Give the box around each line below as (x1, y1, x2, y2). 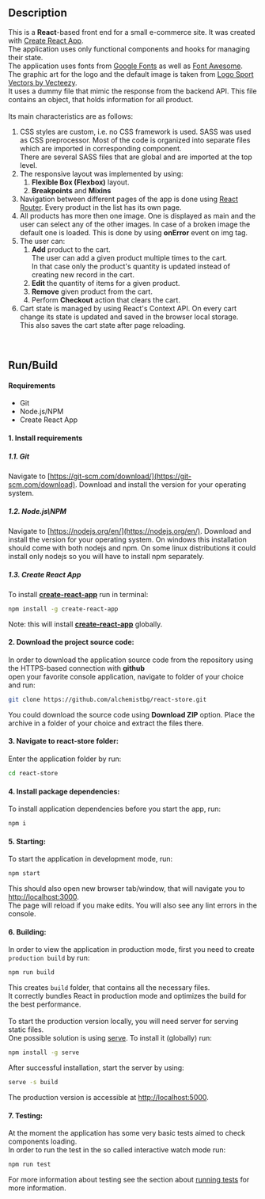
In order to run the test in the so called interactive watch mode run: (8, 1145, 226, 1155)
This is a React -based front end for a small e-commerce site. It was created (8, 27, 256, 36)
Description (8, 6, 67, 20)
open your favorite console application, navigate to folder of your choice (8, 672, 244, 681)
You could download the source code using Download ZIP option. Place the (8, 710, 256, 719)
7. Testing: (8, 1110, 44, 1120)
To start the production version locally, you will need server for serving (8, 1017, 239, 1026)
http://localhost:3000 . (8, 893, 79, 902)
